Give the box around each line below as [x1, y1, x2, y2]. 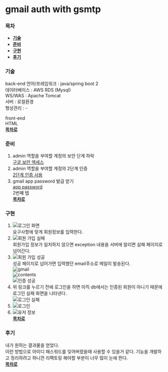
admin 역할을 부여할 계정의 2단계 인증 [12, 166, 88, 172]
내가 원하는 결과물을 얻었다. [5, 342, 60, 348]
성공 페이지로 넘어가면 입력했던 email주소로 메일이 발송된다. [12, 261, 131, 267]
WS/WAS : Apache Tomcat [5, 92, 61, 98]
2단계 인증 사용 [12, 172, 43, 178]
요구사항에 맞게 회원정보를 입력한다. [12, 229, 83, 235]
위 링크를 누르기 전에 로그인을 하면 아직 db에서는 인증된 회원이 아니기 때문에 [12, 284, 163, 290]
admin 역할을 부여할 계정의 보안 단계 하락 [12, 153, 95, 159]
